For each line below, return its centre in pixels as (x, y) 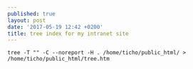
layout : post (27, 20)
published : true (31, 14)
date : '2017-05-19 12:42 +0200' (55, 27)
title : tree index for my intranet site (68, 33)
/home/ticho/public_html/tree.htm (59, 59)
